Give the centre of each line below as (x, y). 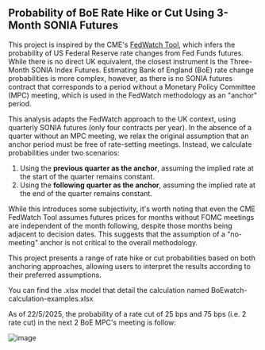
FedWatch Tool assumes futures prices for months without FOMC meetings (131, 217)
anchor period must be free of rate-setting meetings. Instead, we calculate (130, 144)
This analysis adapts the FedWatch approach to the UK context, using (122, 119)
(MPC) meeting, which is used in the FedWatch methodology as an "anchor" (133, 95)
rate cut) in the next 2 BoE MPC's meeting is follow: (92, 322)
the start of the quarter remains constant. (87, 176)
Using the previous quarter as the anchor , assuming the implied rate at (136, 168)
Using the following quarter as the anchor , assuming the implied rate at (138, 185)
